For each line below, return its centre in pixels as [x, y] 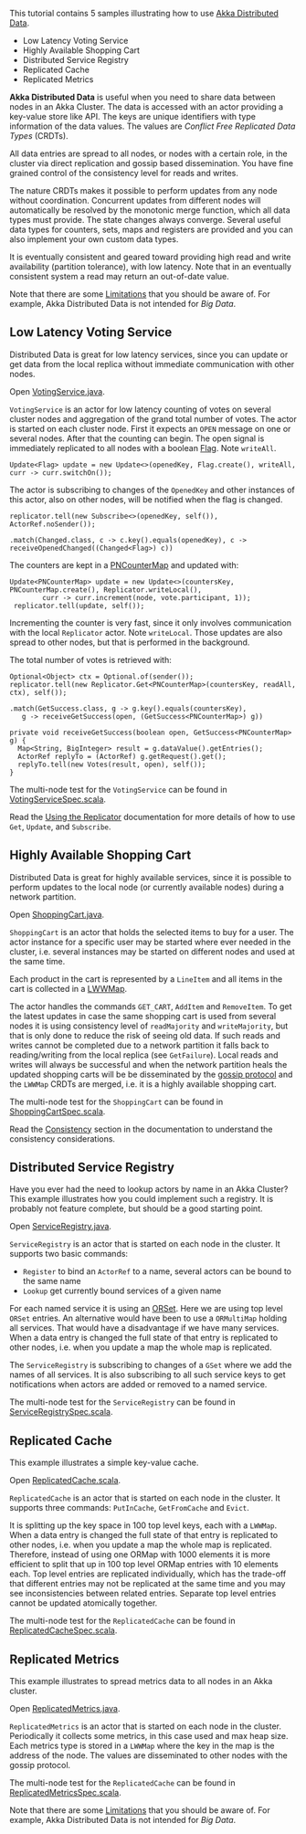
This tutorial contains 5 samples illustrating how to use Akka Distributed [144, 13]
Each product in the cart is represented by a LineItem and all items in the [146, 979]
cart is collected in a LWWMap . [69, 988]
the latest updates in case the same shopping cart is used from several [143, 1016]
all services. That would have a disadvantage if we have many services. [144, 1328]
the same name [52, 1281]
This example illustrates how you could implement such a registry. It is [142, 1199]
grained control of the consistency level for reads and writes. [124, 173]
